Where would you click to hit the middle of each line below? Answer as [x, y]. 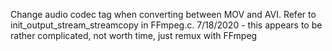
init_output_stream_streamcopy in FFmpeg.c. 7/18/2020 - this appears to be [166, 25]
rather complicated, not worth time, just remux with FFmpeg [134, 35]
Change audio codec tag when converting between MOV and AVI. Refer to [163, 14]
